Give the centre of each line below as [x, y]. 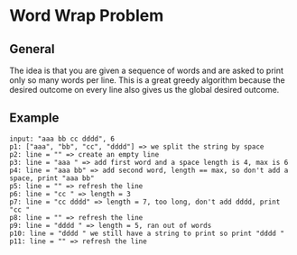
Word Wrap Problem [87, 16]
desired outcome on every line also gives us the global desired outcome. [144, 90]
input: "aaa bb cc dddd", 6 [62, 139]
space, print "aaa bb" [52, 178]
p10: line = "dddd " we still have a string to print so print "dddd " [147, 233]
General [32, 49]
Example [34, 118]
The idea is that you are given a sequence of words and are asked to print [147, 70]
